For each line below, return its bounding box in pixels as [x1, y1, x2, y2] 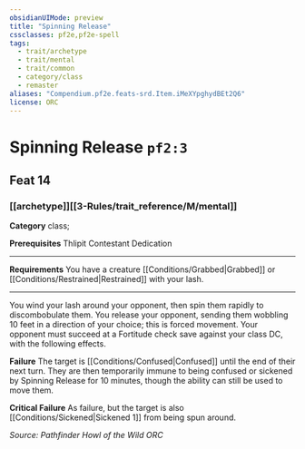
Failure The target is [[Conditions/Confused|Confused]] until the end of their [9, 356, 296, 367]
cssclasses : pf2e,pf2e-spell [9, 30, 120, 39]
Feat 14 [9, 172, 52, 188]
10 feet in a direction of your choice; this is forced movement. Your [9, 319, 259, 330]
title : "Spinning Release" [9, 22, 112, 31]
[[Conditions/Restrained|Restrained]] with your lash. [9, 274, 204, 285]
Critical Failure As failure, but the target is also [9, 403, 184, 414]
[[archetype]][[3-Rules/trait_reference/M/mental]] [9, 200, 238, 212]
